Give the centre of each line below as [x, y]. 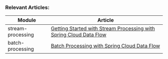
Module [27, 20]
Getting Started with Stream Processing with [103, 29]
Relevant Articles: [27, 7]
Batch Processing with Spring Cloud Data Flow [105, 46]
